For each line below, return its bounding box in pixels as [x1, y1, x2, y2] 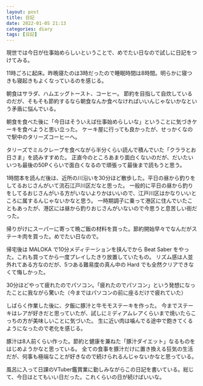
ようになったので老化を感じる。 [6, 325, 86, 332]
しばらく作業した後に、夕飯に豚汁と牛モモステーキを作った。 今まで [6, 302, 178, 309]
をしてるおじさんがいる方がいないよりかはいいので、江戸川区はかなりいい [6, 190, 191, 197]
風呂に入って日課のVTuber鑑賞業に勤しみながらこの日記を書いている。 [6, 366, 184, 373]
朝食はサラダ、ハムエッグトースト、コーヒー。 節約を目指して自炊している [6, 90, 193, 97]
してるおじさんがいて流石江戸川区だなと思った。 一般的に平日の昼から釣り [6, 182, 194, 189]
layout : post [6, 9, 39, 15]
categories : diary [6, 26, 53, 32]
